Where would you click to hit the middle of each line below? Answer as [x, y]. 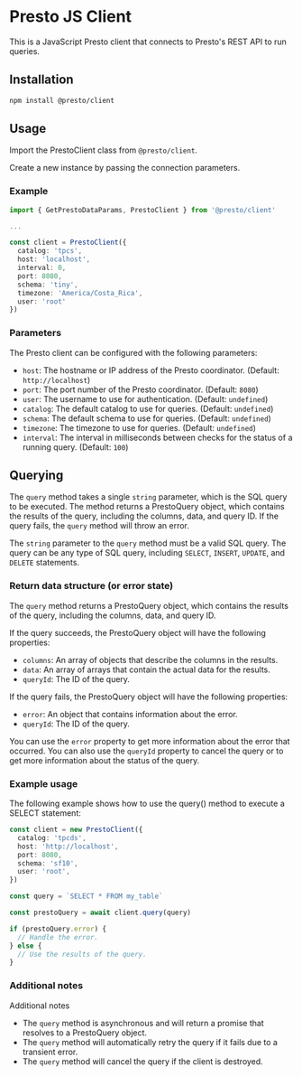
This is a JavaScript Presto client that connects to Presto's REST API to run [148, 42]
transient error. [50, 1052]
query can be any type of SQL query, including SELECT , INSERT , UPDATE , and [147, 553]
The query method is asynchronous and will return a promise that [143, 1023]
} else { [26, 946]
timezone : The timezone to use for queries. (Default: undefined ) [139, 427]
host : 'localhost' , [54, 259]
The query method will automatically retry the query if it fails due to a [150, 1042]
